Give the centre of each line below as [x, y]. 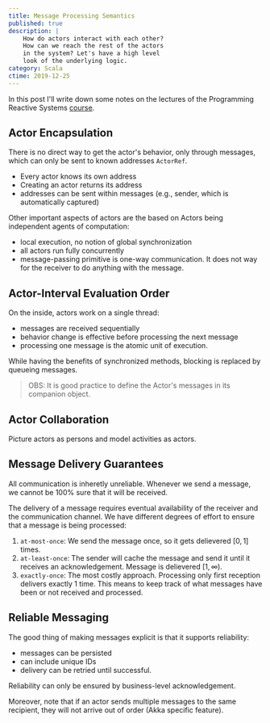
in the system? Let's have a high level [91, 53]
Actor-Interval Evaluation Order [89, 293]
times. [30, 549]
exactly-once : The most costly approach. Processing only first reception [140, 575]
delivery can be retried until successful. [85, 670]
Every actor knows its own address [78, 177]
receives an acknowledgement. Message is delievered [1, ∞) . [121, 566]
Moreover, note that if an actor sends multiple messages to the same [122, 701]
